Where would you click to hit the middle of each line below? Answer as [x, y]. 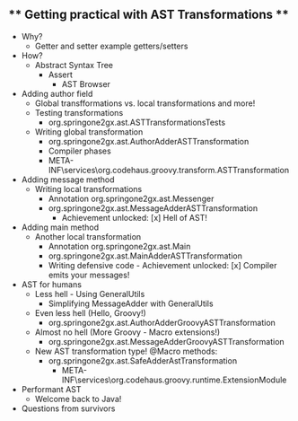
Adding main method [60, 227]
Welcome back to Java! [78, 399]
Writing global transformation [89, 132]
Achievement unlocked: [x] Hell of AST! [135, 217]
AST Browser [86, 83]
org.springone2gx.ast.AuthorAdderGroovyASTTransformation [162, 322]
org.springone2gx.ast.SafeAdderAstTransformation [143, 360]
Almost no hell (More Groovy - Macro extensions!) [127, 332]
